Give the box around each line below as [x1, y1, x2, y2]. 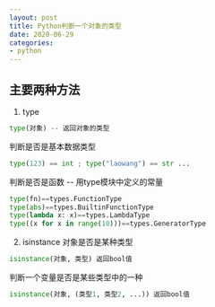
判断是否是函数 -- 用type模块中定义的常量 [9, 176, 164, 187]
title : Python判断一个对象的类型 [9, 22, 123, 31]
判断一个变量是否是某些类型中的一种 [9, 272, 143, 283]
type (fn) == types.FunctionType [9, 194, 123, 203]
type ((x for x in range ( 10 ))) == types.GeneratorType [9, 219, 206, 229]
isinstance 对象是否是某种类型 [21, 237, 133, 248]
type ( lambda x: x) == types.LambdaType [9, 211, 150, 220]
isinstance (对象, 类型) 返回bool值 [9, 255, 133, 264]
